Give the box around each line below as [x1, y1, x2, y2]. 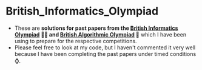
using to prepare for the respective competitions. [14, 37, 137, 44]
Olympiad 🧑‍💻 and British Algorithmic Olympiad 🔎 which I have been [14, 30, 186, 38]
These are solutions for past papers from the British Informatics [14, 24, 178, 32]
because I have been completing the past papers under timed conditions [14, 50, 197, 57]
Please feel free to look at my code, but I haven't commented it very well [14, 44, 195, 51]
